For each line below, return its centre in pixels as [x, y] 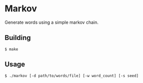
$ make [11, 49]
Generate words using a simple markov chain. [52, 22]
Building [18, 38]
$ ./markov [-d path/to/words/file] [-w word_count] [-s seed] [72, 76]
